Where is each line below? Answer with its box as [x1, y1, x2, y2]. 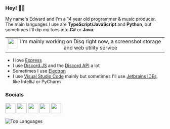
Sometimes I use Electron [12, 68, 66, 74]
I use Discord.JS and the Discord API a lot [12, 62, 100, 69]
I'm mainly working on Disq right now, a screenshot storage [20, 38, 161, 45]
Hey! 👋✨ [5, 5, 25, 12]
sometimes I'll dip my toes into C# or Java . [5, 27, 95, 33]
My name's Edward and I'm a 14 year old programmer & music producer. [5, 16, 156, 22]
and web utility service [63, 44, 118, 51]
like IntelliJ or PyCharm [12, 79, 61, 85]
